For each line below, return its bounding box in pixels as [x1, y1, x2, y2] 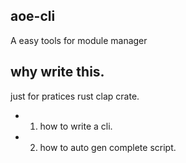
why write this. [10, 64, 105, 81]
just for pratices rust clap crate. [10, 90, 140, 102]
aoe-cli [10, 8, 56, 25]
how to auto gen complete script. [39, 141, 177, 153]
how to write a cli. [39, 120, 113, 132]
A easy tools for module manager [10, 34, 148, 46]
